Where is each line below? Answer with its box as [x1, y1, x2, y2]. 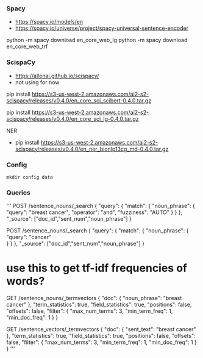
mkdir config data [6, 174, 53, 181]
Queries [6, 188, 30, 196]
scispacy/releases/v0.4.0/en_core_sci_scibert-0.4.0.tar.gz [6, 96, 152, 104]
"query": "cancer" [6, 234, 52, 241]
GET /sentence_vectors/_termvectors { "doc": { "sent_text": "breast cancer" [6, 326, 196, 333]
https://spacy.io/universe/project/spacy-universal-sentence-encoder [15, 24, 189, 32]
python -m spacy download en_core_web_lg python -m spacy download [6, 37, 188, 44]
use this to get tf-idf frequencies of [6, 261, 188, 275]
